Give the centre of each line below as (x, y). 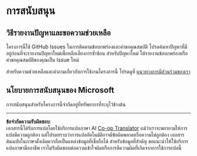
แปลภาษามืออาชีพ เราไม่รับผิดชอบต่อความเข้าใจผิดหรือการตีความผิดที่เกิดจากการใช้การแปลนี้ (94, 148)
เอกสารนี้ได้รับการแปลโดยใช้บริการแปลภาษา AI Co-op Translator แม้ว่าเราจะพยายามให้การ (97, 128)
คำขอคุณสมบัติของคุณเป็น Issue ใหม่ (43, 60)
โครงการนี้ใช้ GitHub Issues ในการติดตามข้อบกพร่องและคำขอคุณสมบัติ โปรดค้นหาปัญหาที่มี (97, 47)
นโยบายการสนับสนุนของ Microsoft (60, 90)
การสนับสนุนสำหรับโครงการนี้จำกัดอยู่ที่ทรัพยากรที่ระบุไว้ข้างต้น (66, 104)
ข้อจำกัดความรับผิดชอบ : (29, 122)
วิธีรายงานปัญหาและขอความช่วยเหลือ (59, 32)
